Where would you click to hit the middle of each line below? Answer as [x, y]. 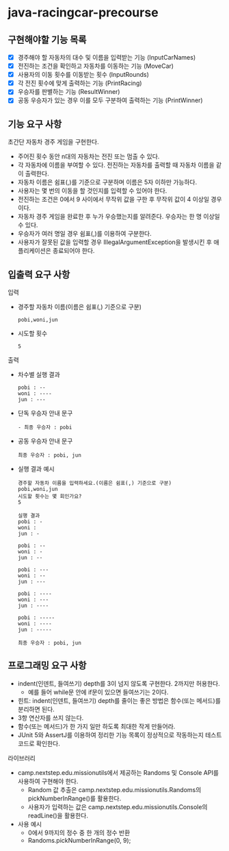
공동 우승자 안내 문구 [45, 441]
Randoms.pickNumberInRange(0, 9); [79, 840]
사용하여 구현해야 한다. [48, 781]
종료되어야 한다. [74, 251]
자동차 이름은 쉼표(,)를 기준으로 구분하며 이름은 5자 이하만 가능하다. [107, 182]
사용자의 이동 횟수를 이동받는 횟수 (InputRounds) [83, 75]
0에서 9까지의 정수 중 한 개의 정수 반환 [79, 832]
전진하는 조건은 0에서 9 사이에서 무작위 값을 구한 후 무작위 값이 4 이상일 [113, 200]
